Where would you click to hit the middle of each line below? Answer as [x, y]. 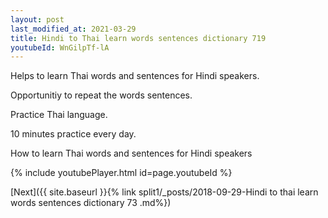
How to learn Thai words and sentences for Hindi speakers [131, 153]
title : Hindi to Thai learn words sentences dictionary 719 [138, 38]
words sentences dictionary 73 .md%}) [91, 203]
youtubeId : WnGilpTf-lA [60, 47]
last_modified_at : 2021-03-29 [73, 29]
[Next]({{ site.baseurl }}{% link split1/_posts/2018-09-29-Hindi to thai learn [164, 192]
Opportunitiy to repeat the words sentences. [101, 95]
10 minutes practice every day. [73, 134]
